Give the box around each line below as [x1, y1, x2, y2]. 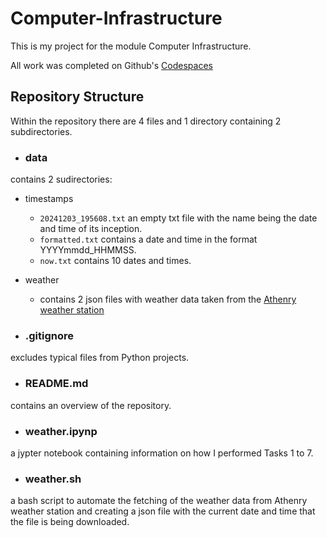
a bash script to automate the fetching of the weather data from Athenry [10, 495, 308, 507]
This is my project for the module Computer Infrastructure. [10, 40, 252, 52]
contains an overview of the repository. [10, 399, 172, 411]
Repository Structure [10, 88, 145, 106]
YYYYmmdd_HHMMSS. [39, 244, 137, 256]
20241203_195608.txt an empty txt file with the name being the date [39, 212, 318, 224]
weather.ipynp [24, 424, 98, 438]
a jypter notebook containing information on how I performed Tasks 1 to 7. [10, 447, 314, 459]
